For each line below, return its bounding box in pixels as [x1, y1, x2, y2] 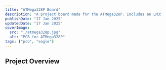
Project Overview [5, 57, 60, 66]
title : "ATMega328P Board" [5, 7, 61, 12]
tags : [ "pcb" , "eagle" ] [5, 39, 54, 44]
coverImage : [5, 25, 30, 30]
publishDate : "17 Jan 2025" [5, 16, 63, 21]
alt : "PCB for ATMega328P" [9, 35, 65, 40]
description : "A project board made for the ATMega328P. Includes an [5, 12, 152, 17]
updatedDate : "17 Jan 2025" [5, 21, 63, 26]
